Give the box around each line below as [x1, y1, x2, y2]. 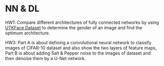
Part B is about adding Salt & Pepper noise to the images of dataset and [5, 50, 151, 56]
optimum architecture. [5, 30, 50, 36]
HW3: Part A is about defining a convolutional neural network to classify [5, 39, 152, 45]
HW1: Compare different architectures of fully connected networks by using [5, 19, 159, 25]
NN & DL [5, 3, 40, 14]
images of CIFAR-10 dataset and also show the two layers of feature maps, [5, 45, 157, 51]
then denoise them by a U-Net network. [5, 55, 86, 61]
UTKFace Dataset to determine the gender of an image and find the [5, 24, 142, 30]
